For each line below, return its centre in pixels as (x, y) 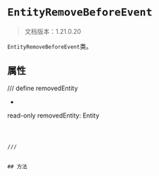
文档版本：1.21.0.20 (53, 31)
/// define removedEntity (43, 88)
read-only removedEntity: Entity (53, 115)
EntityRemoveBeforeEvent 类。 (50, 46)
